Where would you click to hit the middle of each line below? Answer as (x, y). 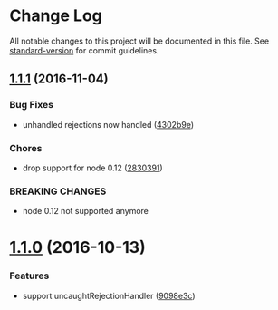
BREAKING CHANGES (58, 191)
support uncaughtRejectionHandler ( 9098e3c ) (109, 295)
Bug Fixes (32, 105)
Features (29, 276)
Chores (26, 148)
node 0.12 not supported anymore (86, 211)
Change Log (56, 16)
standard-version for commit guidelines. (84, 50)
